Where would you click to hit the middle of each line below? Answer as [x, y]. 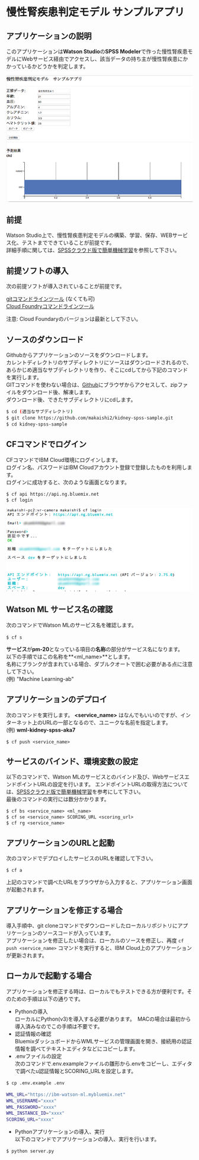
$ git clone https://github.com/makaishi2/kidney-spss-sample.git [90, 418]
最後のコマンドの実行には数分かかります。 [58, 799]
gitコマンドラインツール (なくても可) [51, 299]
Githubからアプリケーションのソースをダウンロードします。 [79, 355]
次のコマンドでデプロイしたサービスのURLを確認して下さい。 [81, 858]
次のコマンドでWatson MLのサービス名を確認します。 [72, 625]
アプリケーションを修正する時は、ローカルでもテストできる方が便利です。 [97, 991]
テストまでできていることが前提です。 [68, 243]
